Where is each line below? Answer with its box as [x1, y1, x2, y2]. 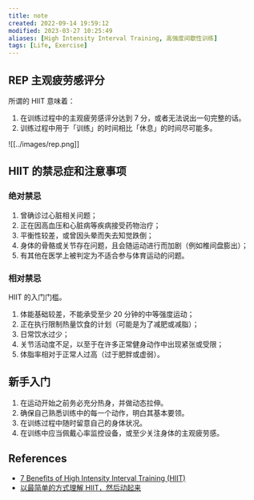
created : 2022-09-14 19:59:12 [8, 19, 110, 27]
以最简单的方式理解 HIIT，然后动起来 [19, 482, 142, 492]
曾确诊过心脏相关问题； [19, 210, 98, 220]
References [8, 452, 67, 465]
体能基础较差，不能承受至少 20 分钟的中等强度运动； [19, 309, 195, 319]
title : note [8, 11, 48, 20]
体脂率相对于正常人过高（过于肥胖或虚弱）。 [19, 349, 164, 359]
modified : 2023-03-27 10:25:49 [8, 26, 113, 35]
